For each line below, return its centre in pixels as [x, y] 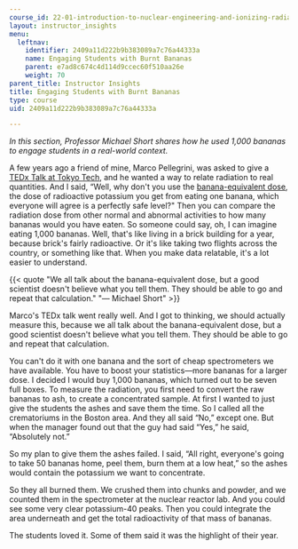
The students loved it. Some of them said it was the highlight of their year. [144, 536]
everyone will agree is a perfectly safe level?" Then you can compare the [142, 206]
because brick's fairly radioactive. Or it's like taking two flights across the [143, 243]
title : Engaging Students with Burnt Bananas [94, 91]
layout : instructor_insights [63, 26]
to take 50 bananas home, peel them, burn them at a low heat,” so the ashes [149, 464]
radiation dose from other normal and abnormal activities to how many [137, 215]
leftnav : [33, 42]
